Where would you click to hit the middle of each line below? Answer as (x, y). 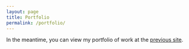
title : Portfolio (28, 17)
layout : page (22, 12)
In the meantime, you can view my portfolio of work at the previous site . (95, 40)
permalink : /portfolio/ (36, 23)
